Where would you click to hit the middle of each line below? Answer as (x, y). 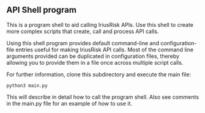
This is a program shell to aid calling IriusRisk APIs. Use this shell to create (100, 24)
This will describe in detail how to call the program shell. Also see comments (103, 97)
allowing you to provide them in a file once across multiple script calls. (95, 62)
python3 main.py (27, 86)
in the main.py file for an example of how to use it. (69, 103)
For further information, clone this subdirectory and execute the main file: (99, 74)
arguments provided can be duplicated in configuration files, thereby (93, 56)
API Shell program (41, 10)
